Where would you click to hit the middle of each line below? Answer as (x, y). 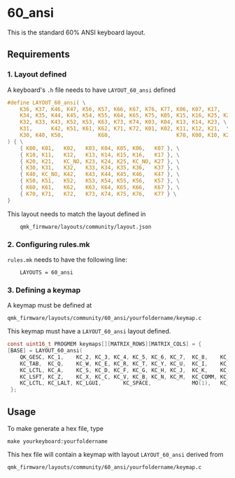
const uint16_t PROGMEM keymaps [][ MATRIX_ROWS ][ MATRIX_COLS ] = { (104, 344)
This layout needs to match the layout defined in (77, 214)
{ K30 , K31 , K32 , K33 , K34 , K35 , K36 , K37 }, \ (100, 168)
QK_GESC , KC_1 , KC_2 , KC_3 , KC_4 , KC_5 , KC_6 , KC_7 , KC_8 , (114, 357)
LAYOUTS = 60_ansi (47, 272)
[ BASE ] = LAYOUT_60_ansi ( (45, 351)
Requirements (38, 54)
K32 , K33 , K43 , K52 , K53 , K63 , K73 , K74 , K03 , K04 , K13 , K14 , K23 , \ (123, 122)
